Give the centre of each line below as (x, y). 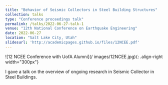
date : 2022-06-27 (23, 33)
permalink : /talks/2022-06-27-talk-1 (44, 24)
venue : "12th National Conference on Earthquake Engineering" (71, 28)
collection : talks (24, 14)
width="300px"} (22, 62)
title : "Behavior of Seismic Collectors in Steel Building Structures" (81, 10)
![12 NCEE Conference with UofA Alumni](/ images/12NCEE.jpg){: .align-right (84, 56)
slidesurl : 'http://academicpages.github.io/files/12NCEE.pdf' (72, 42)
